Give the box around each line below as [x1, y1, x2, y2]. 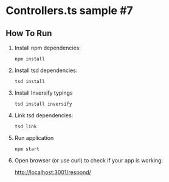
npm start [14, 146, 40, 152]
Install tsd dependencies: [14, 67, 78, 74]
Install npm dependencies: [14, 44, 81, 51]
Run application [14, 134, 54, 141]
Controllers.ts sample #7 [5, 4, 133, 18]
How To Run [5, 28, 52, 38]
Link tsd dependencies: [14, 112, 74, 119]
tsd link [14, 123, 37, 129]
